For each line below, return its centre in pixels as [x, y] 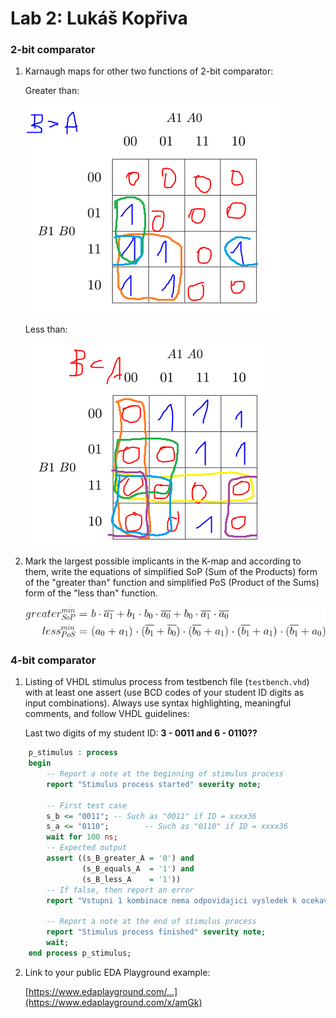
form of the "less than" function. [91, 593]
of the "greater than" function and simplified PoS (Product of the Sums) [172, 583]
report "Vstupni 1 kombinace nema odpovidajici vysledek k [172, 900]
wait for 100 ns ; [82, 837]
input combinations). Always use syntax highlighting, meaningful [158, 703]
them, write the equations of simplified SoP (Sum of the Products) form [171, 572]
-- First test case [87, 805]
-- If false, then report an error [120, 890]
